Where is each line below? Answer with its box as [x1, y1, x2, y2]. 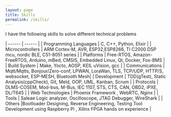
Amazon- [133, 52, 153, 58]
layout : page [5, 7, 33, 13]
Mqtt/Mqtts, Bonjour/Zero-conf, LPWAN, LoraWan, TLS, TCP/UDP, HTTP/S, [5, 68, 164, 74]
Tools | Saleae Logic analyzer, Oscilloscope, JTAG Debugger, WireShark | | [5, 95, 163, 101]
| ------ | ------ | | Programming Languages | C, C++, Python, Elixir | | [5, 41, 152, 47]
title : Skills [5, 12, 36, 17]
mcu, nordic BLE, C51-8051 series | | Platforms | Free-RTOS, [5, 52, 132, 58]
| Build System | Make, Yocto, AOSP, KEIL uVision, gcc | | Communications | [5, 62, 165, 69]
